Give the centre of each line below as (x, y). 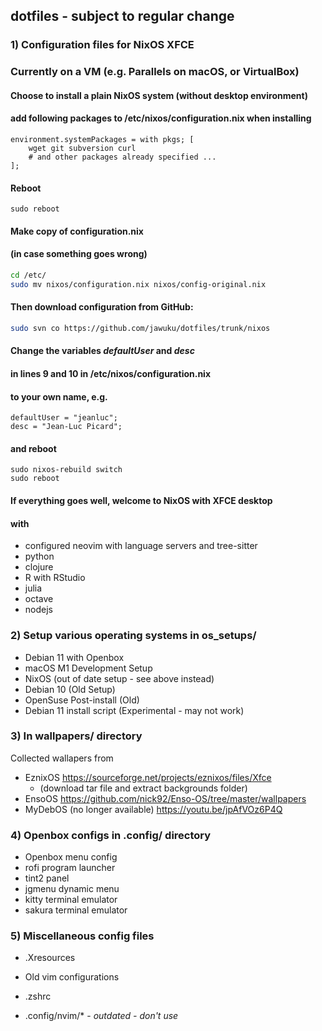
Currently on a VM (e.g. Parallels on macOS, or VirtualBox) (155, 72)
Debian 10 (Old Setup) (70, 689)
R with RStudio (55, 578)
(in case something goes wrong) (79, 254)
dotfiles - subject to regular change (122, 16)
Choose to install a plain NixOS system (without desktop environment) (159, 95)
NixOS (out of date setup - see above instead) (119, 678)
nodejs (38, 610)
